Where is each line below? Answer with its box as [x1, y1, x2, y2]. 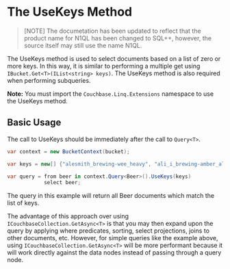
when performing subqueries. [7, 76, 91, 84]
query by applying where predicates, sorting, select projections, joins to [7, 227, 210, 235]
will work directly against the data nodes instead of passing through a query [7, 248, 222, 257]
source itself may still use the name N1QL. [23, 41, 142, 49]
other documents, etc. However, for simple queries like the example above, [7, 234, 218, 242]
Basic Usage [7, 117, 62, 129]
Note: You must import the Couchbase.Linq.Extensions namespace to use [7, 90, 214, 98]
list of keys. [7, 199, 40, 207]
